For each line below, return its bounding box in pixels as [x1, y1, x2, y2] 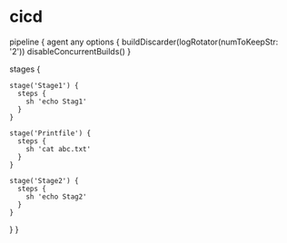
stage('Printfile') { [9, 129, 92, 138]
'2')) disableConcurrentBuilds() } [9, 45, 132, 56]
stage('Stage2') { [9, 176, 79, 185]
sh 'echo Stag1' [25, 97, 88, 106]
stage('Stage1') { [9, 81, 79, 90]
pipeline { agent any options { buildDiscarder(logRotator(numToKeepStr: [9, 36, 279, 47]
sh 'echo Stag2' [25, 192, 88, 201]
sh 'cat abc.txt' [25, 144, 92, 153]
